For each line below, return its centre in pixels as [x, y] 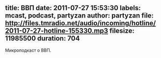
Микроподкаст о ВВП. [28, 50]
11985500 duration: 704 [42, 39]
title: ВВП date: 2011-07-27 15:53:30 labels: [73, 8]
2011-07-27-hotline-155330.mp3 [57, 31]
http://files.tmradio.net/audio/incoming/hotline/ [80, 23]
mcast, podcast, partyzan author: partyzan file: [79, 16]
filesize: [122, 31]
